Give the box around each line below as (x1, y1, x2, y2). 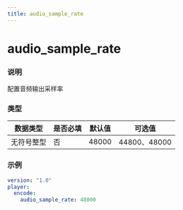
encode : (13, 190, 37, 197)
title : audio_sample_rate (7, 10, 83, 18)
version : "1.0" (7, 177, 52, 184)
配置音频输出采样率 (7, 85, 64, 93)
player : (7, 183, 30, 190)
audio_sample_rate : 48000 (20, 197, 97, 204)
